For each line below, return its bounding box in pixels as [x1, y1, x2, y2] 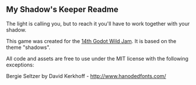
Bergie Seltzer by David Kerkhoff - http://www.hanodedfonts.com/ [6, 72, 166, 79]
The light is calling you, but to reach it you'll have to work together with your [6, 20, 190, 27]
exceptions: [6, 61, 34, 68]
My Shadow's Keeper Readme [6, 5, 119, 15]
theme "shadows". [6, 44, 51, 51]
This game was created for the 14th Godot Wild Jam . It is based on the [6, 37, 177, 44]
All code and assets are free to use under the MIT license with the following [6, 55, 189, 62]
